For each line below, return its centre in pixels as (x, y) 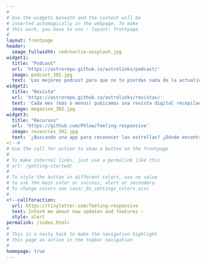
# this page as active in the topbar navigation (70, 239)
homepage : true (26, 251)
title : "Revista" (34, 92)
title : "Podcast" (34, 63)
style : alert (29, 217)
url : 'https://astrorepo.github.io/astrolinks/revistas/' (88, 97)
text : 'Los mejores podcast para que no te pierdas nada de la (94, 80)
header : (16, 47)
